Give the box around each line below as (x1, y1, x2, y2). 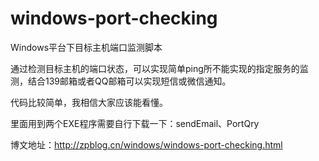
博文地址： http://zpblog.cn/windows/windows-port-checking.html (10, 138, 283, 151)
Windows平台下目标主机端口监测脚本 (10, 41, 163, 53)
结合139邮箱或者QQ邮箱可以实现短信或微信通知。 (27, 75, 232, 87)
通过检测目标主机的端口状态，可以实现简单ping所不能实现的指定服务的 (10, 62, 300, 74)
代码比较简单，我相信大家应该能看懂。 (10, 96, 168, 108)
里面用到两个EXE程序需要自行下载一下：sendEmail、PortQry (10, 117, 260, 129)
